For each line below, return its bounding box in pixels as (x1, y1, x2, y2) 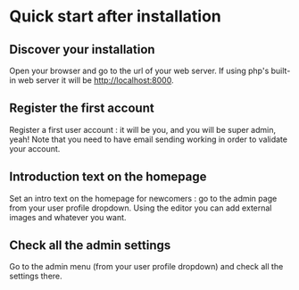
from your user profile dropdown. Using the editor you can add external (9, 203, 272, 213)
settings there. (9, 270, 62, 282)
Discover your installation (9, 42, 155, 57)
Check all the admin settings (9, 238, 171, 253)
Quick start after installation (9, 6, 221, 27)
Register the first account (9, 101, 154, 116)
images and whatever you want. (9, 211, 127, 222)
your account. (9, 143, 61, 153)
